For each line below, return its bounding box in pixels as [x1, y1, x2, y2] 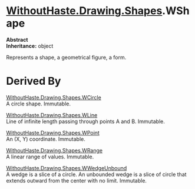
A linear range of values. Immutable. [6, 153, 94, 160]
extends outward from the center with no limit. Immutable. [6, 177, 147, 184]
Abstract [6, 36, 28, 43]
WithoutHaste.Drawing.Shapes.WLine [6, 111, 98, 118]
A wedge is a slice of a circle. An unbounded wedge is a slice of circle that [6, 171, 187, 178]
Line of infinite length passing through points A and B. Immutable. [6, 118, 165, 125]
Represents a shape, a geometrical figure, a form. [6, 54, 127, 61]
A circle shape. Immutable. [6, 100, 71, 107]
